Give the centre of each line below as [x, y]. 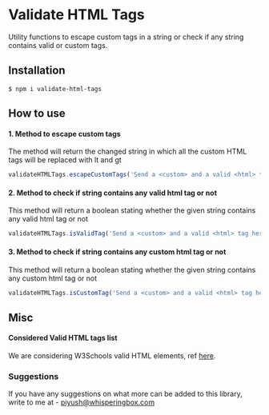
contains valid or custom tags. [58, 45]
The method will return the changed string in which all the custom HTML [128, 152]
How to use [37, 114]
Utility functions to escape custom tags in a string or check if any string [126, 37]
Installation [37, 71]
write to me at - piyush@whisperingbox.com [81, 402]
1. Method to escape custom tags [65, 134]
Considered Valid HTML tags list [63, 338]
